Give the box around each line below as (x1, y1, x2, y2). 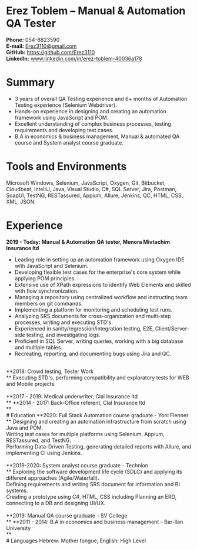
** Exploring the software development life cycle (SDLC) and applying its (6, 468, 182, 475)
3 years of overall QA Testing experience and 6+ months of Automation (14, 95, 188, 102)
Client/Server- (155, 325, 190, 332)
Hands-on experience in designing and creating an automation (14, 107, 166, 114)
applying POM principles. (14, 274, 76, 281)
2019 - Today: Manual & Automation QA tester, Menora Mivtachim (6, 238, 171, 245)
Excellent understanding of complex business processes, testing (14, 120, 172, 127)
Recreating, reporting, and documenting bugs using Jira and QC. (14, 350, 172, 357)
